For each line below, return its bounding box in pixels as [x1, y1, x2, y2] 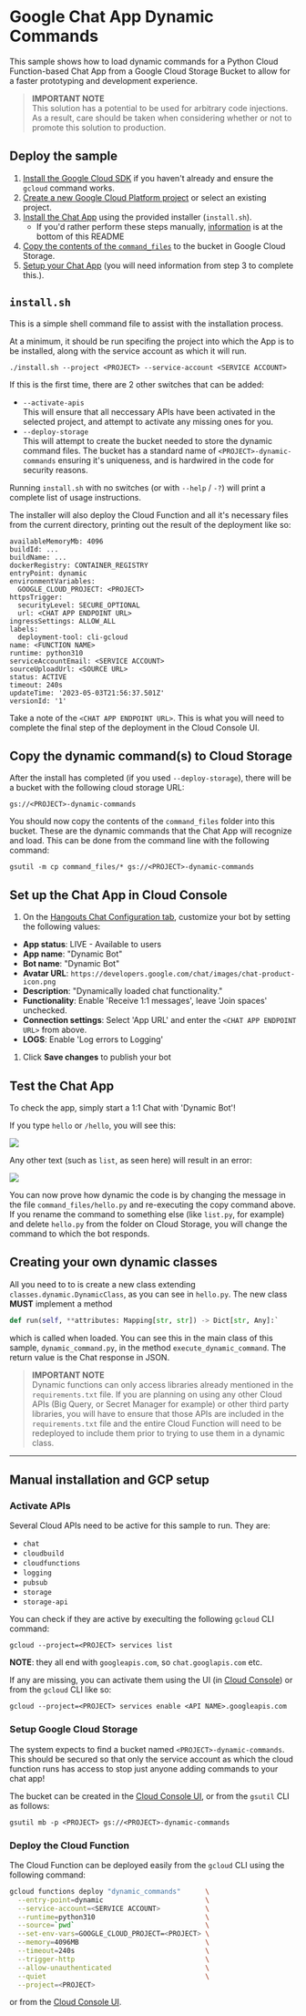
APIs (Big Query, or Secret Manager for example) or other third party [31, 1398, 290, 1410]
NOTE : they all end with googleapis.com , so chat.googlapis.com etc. [9, 1657, 262, 1668]
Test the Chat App [9, 1078, 115, 1093]
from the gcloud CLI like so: [9, 1684, 112, 1695]
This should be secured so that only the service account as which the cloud [9, 1753, 294, 1764]
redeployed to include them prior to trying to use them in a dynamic [31, 1427, 285, 1438]
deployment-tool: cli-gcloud [17, 632, 128, 642]
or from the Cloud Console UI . [9, 1997, 122, 2008]
